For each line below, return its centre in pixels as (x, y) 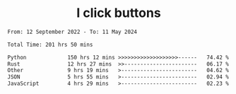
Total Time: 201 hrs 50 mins (50, 45)
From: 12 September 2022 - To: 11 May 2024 (72, 32)
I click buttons (119, 13)
